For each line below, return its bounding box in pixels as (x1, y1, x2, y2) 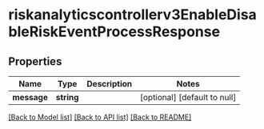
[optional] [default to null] (139, 92, 237, 103)
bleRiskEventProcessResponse (8, 22, 221, 41)
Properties (8, 54, 62, 68)
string (55, 92, 79, 103)
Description (86, 79, 133, 89)
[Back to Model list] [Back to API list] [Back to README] (8, 112, 192, 122)
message (12, 92, 48, 103)
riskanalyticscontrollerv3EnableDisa (8, 6, 258, 24)
